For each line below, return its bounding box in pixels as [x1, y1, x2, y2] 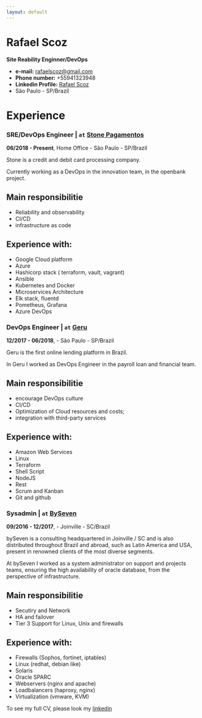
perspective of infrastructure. [6, 572, 81, 580]
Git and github [15, 494, 51, 501]
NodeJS [15, 474, 36, 482]
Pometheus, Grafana [15, 301, 67, 308]
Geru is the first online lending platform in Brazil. [6, 349, 128, 356]
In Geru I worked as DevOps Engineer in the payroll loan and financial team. [6, 360, 197, 368]
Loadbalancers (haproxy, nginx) [15, 686, 96, 693]
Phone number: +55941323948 [15, 74, 96, 81]
